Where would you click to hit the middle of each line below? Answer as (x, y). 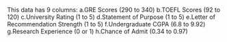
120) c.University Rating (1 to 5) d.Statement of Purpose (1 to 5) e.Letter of (111, 17)
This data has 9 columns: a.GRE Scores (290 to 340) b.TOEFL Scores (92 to (114, 10)
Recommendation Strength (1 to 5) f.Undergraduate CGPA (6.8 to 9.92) (106, 24)
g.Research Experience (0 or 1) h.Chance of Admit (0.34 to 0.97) (97, 31)
